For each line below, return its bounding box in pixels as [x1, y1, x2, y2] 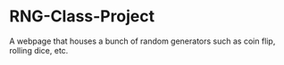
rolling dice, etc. [9, 45, 69, 55]
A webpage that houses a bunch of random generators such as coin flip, [9, 36, 276, 46]
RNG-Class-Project [9, 6, 155, 27]
